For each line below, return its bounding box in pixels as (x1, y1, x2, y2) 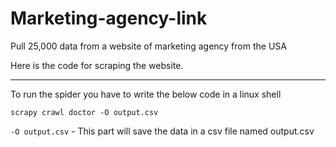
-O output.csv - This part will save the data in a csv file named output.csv (10, 125, 315, 137)
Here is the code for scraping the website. (10, 59, 184, 71)
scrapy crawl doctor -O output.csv (10, 107, 159, 117)
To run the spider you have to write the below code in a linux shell (10, 88, 282, 100)
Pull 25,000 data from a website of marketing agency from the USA (10, 40, 287, 52)
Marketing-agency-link (10, 7, 208, 30)
